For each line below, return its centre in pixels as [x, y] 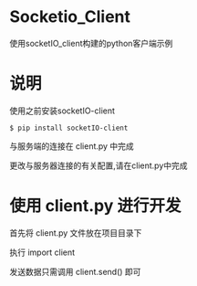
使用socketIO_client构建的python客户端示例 [91, 43]
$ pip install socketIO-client [69, 128]
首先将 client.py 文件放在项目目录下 [76, 233]
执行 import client [42, 252]
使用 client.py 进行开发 [95, 206]
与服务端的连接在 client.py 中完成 [72, 146]
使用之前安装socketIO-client [62, 111]
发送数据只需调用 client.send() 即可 [75, 271]
